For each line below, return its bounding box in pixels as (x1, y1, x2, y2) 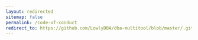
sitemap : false (5, 14, 43, 20)
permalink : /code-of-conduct (5, 19, 77, 25)
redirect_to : (5, 25, 38, 31)
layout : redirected (5, 8, 54, 15)
